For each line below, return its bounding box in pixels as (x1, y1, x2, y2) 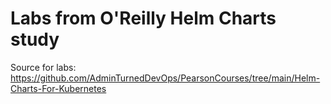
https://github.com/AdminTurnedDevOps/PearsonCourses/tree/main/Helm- (10, 72, 321, 84)
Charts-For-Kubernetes (10, 82, 107, 94)
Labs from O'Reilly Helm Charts (10, 7, 277, 30)
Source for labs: (10, 61, 77, 73)
